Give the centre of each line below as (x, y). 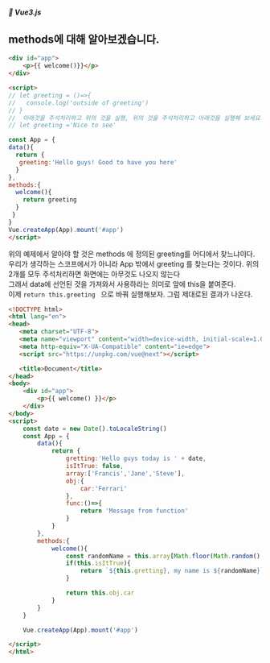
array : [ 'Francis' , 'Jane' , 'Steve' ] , (125, 473)
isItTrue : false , (95, 466)
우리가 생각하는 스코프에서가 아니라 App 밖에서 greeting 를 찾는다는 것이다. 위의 (134, 263)
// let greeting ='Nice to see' (62, 126)
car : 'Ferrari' (104, 488)
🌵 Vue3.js (25, 12)
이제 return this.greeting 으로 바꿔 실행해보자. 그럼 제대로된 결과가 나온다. (131, 294)
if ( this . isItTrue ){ (98, 564)
